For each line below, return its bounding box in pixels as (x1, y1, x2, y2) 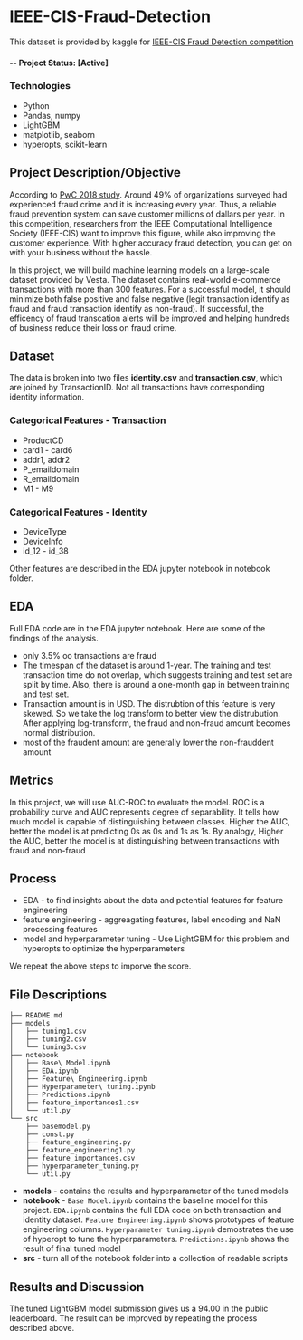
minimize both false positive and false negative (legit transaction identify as (9, 293, 290, 304)
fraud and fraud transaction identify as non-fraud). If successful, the (9, 303, 265, 313)
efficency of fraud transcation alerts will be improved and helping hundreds (9, 313, 291, 323)
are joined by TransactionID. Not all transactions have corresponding (9, 382, 265, 393)
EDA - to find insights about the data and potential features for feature (22, 895, 283, 906)
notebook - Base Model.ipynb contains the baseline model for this (22, 1195, 269, 1206)
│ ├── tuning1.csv (9, 1027, 88, 1036)
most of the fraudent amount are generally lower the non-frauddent (22, 737, 274, 747)
